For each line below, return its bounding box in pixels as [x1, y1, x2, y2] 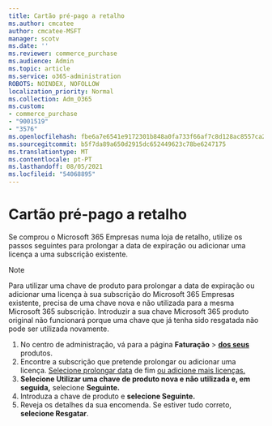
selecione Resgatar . [19, 408, 89, 418]
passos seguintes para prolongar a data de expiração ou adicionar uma [8, 240, 246, 250]
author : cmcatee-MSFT [8, 27, 82, 35]
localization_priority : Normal [8, 87, 114, 96]
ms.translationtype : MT [8, 148, 89, 156]
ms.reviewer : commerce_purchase [8, 49, 117, 58]
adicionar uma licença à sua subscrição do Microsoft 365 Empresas [8, 289, 235, 299]
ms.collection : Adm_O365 [8, 95, 92, 103]
